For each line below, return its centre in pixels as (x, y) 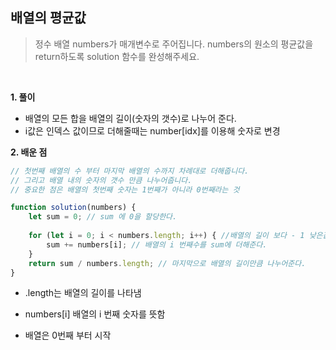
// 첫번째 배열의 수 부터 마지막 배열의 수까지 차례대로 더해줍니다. (130, 171)
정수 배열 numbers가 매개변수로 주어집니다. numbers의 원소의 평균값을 (174, 44)
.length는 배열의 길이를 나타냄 (83, 293)
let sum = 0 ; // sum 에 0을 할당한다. (103, 217)
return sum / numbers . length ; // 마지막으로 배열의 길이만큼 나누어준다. (167, 263)
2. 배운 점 (29, 152)
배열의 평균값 (48, 18)
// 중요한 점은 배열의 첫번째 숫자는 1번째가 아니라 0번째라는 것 (125, 189)
